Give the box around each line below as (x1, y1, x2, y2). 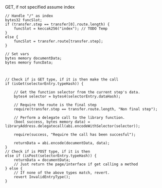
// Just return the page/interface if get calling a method (14, 162, 138, 167)
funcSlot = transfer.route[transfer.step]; (14, 39, 104, 44)
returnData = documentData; (14, 157, 71, 162)
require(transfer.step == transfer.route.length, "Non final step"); (14, 107, 158, 111)
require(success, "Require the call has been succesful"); (14, 132, 136, 137)
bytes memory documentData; (5, 56, 62, 61)
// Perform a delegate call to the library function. (14, 115, 125, 120)
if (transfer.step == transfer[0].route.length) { (5, 22, 110, 27)
